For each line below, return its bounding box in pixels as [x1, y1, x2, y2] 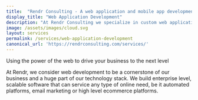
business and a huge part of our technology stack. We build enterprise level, [6, 74, 192, 82]
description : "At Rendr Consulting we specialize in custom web [6, 19, 167, 25]
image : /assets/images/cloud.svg [6, 25, 88, 31]
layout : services [6, 30, 49, 36]
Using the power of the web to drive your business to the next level [6, 57, 169, 64]
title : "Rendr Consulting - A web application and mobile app [6, 8, 165, 15]
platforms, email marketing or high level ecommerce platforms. [6, 87, 159, 94]
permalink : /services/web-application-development [6, 36, 133, 42]
